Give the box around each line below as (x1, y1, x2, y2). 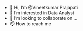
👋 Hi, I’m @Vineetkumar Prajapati (9, 5, 78, 10)
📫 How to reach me (9, 21, 51, 27)
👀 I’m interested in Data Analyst (9, 10, 75, 16)
